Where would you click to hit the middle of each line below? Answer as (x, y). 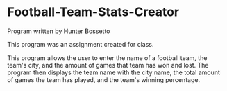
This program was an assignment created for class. (81, 44)
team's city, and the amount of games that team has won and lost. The (108, 65)
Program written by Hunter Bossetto (59, 31)
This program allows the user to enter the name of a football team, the (107, 58)
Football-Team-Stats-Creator (93, 12)
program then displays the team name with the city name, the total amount (114, 72)
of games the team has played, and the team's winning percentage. (103, 79)
